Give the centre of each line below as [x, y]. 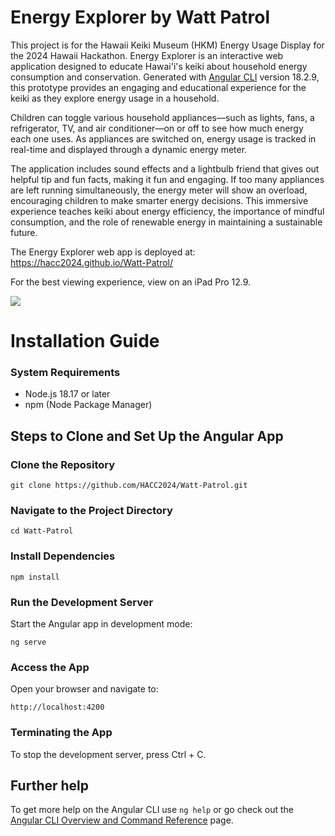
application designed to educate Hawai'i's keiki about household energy [159, 66]
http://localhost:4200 [57, 707]
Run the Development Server [82, 602]
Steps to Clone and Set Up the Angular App [147, 436]
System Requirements [65, 373]
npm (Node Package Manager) [88, 405]
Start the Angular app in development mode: [101, 624]
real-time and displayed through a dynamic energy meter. [129, 149]
